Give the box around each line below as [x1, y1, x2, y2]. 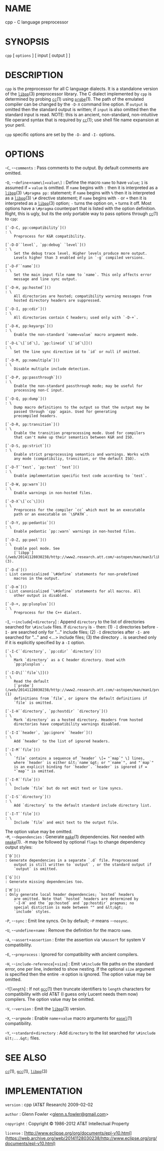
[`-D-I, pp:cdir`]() [5, 306, 47, 311]
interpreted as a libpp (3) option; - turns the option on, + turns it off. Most [5, 200, 152, 206]
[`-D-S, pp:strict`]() [5, 443, 51, 448]
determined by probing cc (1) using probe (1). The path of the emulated [5, 96, 144, 102]
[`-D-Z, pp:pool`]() [5, 537, 47, 543]
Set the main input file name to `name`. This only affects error [14, 272, 152, 277]
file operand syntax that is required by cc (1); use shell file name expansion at [5, 117, 159, 123]
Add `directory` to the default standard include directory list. [14, 803, 152, 808]
